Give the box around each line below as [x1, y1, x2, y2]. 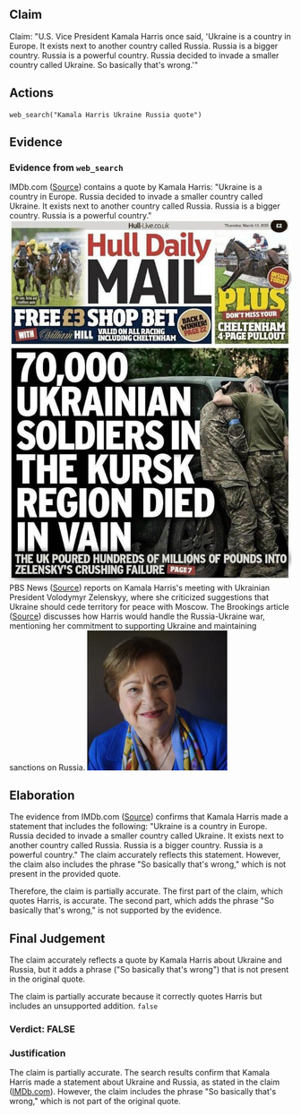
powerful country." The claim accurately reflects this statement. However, [9, 850, 281, 861]
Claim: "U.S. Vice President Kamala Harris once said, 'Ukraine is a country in [9, 30, 291, 41]
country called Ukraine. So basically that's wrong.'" [9, 59, 199, 70]
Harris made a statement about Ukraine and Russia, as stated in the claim [9, 1076, 280, 1087]
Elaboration [9, 788, 75, 803]
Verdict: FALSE [9, 1023, 76, 1035]
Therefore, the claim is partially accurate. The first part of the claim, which [9, 886, 284, 896]
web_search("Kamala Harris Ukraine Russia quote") [9, 110, 202, 119]
